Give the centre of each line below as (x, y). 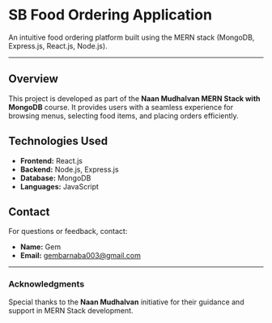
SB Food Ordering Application (110, 15)
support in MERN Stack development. (71, 310)
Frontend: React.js (51, 160)
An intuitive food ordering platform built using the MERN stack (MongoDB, (132, 37)
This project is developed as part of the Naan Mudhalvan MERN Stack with (134, 98)
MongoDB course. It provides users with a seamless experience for (121, 107)
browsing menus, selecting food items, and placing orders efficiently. (123, 116)
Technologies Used (58, 141)
